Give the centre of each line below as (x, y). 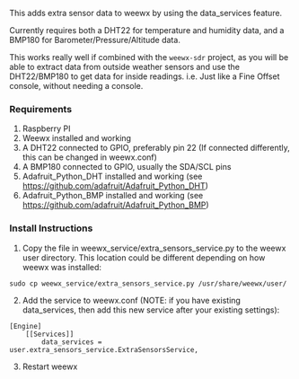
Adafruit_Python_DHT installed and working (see (112, 176)
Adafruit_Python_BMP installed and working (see (113, 196)
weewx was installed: (62, 267)
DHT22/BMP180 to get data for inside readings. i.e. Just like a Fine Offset (145, 76)
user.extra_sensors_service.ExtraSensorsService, (104, 349)
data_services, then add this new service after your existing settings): (151, 310)
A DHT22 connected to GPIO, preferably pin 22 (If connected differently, (156, 148)
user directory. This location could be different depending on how (144, 257)
